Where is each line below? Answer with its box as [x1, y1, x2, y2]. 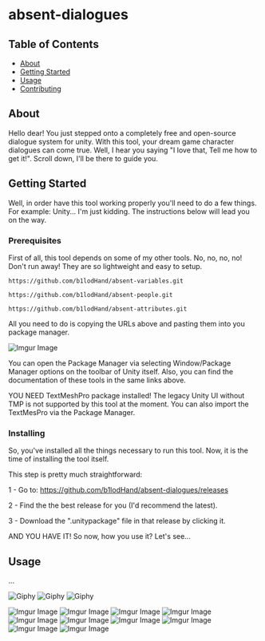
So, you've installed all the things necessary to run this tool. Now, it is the [8, 445, 249, 456]
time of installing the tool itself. [8, 454, 109, 464]
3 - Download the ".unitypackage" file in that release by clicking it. [8, 516, 226, 526]
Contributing [19, 84, 61, 93]
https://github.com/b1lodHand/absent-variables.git [8, 277, 184, 285]
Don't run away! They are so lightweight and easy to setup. [8, 261, 203, 271]
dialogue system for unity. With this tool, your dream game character [8, 137, 234, 146]
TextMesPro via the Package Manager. [8, 407, 136, 417]
